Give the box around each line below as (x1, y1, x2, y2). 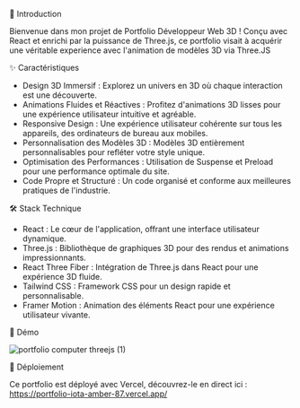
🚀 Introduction (9, 9, 62, 19)
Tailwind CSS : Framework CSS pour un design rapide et (22, 281, 231, 291)
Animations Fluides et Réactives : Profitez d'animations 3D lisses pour (22, 100, 281, 109)
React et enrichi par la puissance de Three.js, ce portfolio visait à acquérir (9, 36, 283, 46)
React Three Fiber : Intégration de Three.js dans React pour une (22, 262, 259, 273)
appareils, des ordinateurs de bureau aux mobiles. (22, 128, 208, 138)
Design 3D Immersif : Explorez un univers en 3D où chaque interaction (22, 81, 283, 91)
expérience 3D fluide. (22, 272, 103, 282)
